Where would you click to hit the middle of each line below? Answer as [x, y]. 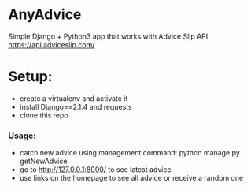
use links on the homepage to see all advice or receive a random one [131, 178]
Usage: [22, 136]
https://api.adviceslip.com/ [52, 44]
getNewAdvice [43, 161]
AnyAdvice [45, 15]
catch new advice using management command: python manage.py [129, 153]
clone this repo [44, 115]
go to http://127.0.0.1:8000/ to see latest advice [95, 170]
